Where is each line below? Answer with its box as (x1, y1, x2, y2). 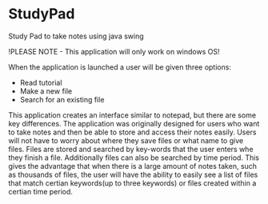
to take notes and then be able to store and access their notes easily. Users (8, 127, 257, 137)
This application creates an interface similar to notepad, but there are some (8, 110, 257, 120)
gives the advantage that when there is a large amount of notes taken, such (8, 161, 258, 170)
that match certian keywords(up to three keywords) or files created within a (8, 178, 257, 188)
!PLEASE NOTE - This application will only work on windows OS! (8, 46, 220, 56)
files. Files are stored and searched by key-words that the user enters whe (8, 144, 254, 154)
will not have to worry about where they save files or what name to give (8, 135, 244, 145)
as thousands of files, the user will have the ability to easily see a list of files (8, 170, 258, 179)
